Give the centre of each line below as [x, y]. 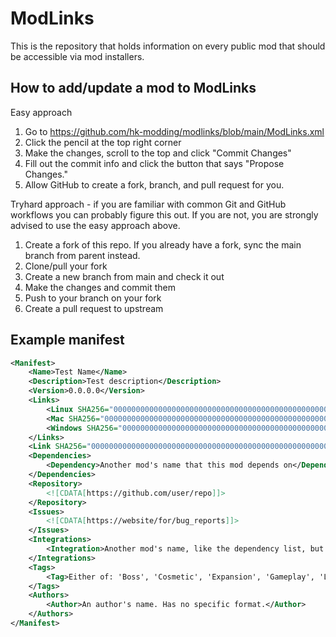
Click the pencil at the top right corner [103, 142]
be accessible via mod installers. [77, 56]
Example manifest [67, 340]
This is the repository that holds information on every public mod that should [168, 46]
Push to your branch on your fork [93, 298]
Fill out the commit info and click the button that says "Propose [154, 163]
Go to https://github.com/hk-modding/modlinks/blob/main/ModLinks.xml [174, 131]
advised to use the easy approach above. [95, 225]
